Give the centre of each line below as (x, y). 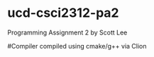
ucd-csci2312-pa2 (63, 13)
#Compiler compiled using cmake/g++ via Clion (77, 46)
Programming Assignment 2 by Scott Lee (67, 32)
